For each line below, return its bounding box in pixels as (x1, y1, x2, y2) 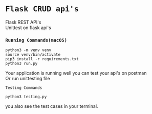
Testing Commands (5, 85, 42, 90)
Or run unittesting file (5, 76, 50, 82)
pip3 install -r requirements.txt (5, 57, 79, 62)
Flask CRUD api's (5, 4, 79, 14)
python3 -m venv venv (5, 48, 52, 53)
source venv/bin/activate (5, 52, 60, 57)
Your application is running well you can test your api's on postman (5, 70, 147, 76)
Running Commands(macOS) (5, 37, 68, 43)
